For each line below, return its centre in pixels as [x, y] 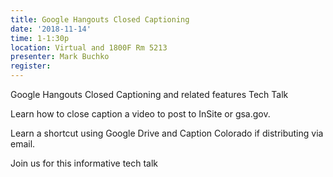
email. [23, 144]
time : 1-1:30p [40, 38]
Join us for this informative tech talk [84, 163]
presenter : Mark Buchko [60, 57]
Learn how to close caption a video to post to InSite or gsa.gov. [140, 114]
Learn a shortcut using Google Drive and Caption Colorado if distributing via [167, 133]
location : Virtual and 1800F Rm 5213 [89, 47]
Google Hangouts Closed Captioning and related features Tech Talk [149, 94]
